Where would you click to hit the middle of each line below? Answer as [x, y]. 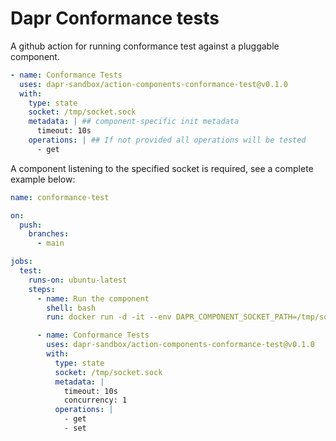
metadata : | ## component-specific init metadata [134, 122]
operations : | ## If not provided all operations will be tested [167, 140]
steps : [42, 289]
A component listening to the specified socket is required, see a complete [162, 168]
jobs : [21, 262]
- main [50, 243]
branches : [49, 234]
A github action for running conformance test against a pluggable [145, 46]
